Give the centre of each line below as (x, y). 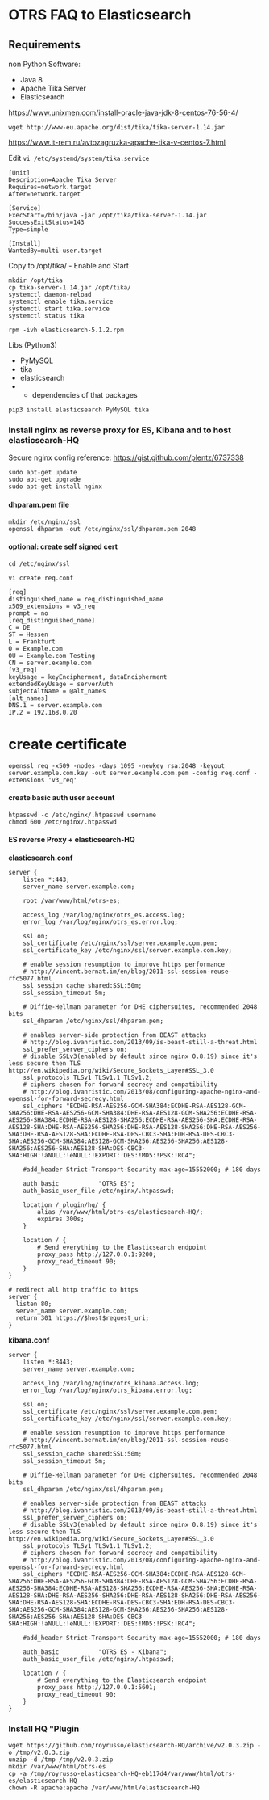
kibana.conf (29, 1340)
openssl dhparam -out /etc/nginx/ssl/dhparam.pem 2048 (102, 529)
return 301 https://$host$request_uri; (83, 1318)
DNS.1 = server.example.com (56, 705)
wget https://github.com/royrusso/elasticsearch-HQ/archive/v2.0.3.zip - (135, 1746)
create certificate (68, 744)
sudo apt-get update (43, 473)
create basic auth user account (62, 798)
